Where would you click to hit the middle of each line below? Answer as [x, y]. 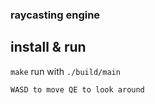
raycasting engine [55, 15]
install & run [48, 47]
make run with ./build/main [65, 71]
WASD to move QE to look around [77, 89]
